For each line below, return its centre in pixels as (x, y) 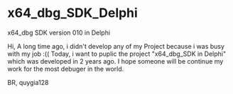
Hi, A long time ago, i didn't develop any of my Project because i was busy (116, 46)
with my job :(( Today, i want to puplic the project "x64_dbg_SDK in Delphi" (116, 54)
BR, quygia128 (28, 82)
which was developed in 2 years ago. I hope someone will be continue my (115, 61)
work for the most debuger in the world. (66, 69)
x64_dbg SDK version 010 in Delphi (59, 33)
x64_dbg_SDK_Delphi (73, 13)
